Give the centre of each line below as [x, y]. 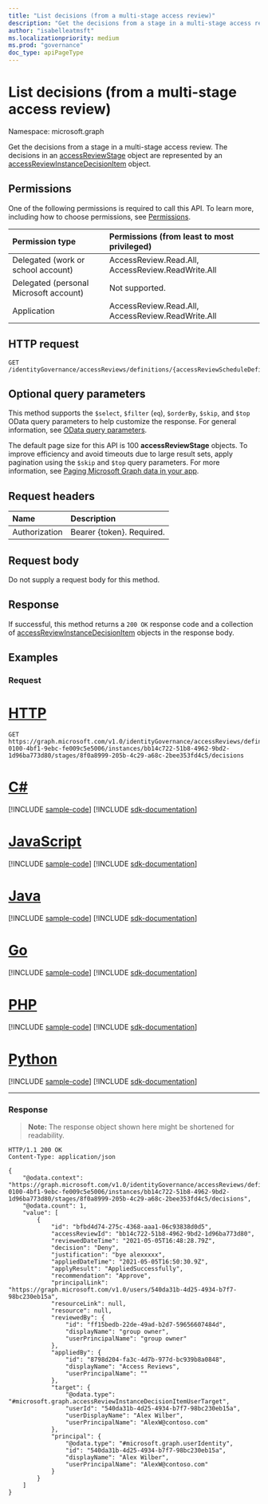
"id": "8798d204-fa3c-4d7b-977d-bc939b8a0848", [146, 1359]
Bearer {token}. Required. [118, 532]
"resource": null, [81, 1311]
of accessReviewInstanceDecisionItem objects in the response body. [121, 633]
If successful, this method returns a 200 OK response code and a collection [131, 624]
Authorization [37, 532]
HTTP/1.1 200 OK [35, 1150]
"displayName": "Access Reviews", [122, 1367]
